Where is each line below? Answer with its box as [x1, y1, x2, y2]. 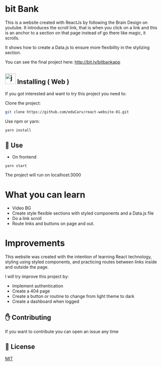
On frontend [12, 154, 37, 160]
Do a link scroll [12, 216, 42, 221]
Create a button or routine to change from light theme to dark [12, 293, 135, 299]
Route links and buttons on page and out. [12, 220, 95, 227]
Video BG [12, 205, 32, 211]
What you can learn [5, 189, 86, 200]
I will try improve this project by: [5, 274, 69, 279]
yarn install [5, 128, 32, 132]
